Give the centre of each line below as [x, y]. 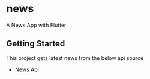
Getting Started [36, 44]
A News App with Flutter [36, 25]
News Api [27, 69]
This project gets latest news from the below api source [75, 58]
